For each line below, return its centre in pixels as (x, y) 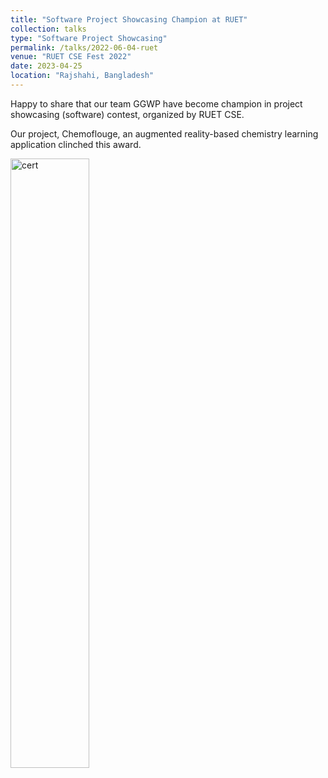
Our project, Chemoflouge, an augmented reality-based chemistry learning (164, 133)
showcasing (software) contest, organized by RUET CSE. (127, 114)
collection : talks (48, 29)
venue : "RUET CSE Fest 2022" (71, 57)
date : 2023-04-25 (46, 66)
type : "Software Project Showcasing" (89, 38)
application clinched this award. (76, 144)
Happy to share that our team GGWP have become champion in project (156, 103)
